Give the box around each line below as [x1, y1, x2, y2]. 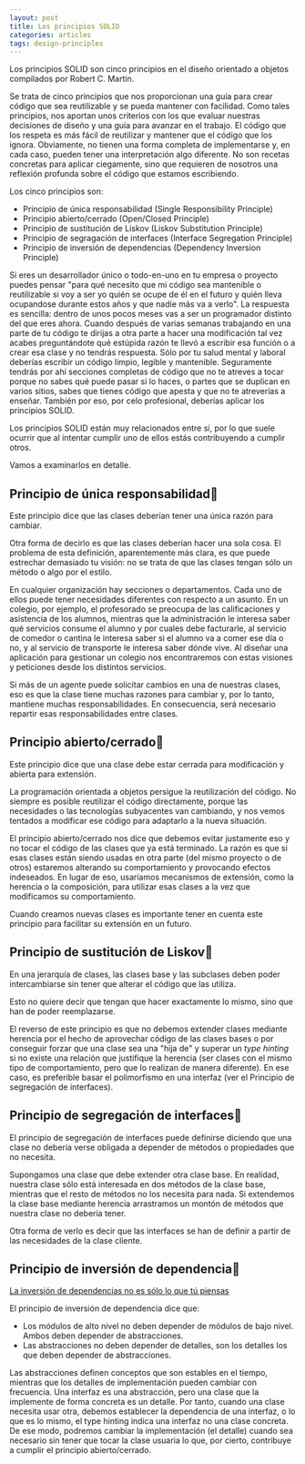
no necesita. [9, 1151, 56, 1162]
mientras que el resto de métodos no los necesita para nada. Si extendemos [9, 1188, 295, 1199]
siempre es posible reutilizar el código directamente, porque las [9, 796, 249, 807]
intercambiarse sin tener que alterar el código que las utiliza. [9, 978, 237, 989]
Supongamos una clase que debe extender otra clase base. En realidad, [9, 1169, 280, 1180]
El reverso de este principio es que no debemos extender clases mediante [9, 1023, 288, 1034]
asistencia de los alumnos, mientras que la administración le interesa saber [9, 614, 291, 625]
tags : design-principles [9, 38, 104, 48]
